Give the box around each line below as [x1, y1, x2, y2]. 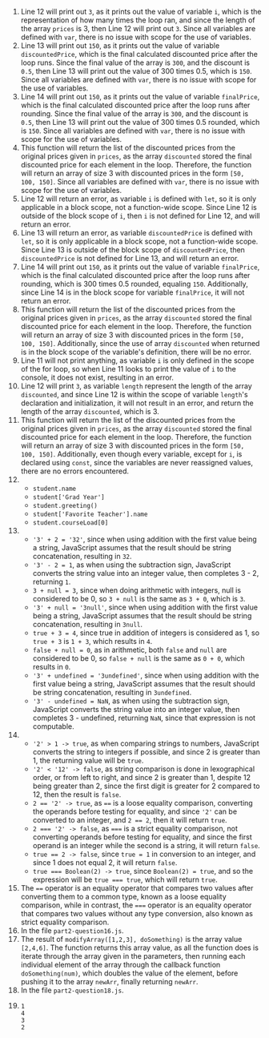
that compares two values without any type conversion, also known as [20, 909, 253, 918]
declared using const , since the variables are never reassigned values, [20, 458, 253, 467]
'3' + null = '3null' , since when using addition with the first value [32, 602, 259, 612]
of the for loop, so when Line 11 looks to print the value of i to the [20, 364, 237, 373]
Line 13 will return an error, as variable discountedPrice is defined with [20, 228, 253, 237]
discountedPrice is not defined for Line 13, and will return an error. [20, 254, 239, 263]
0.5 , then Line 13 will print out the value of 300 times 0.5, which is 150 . [20, 66, 253, 75]
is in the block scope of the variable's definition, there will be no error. [20, 348, 251, 356]
